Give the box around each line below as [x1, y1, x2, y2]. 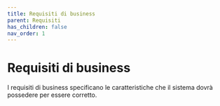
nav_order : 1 [7, 29, 46, 37]
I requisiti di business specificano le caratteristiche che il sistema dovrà [7, 84, 214, 92]
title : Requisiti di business [7, 10, 96, 18]
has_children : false [7, 23, 68, 30]
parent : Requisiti [7, 17, 61, 24]
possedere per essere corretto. [7, 91, 97, 99]
